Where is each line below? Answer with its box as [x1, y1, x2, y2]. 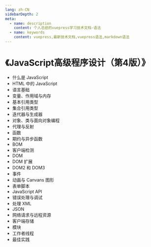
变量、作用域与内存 [12, 93, 51, 99]
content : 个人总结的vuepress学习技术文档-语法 [14, 26, 101, 30]
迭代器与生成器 [12, 111, 43, 117]
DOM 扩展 [12, 158, 33, 165]
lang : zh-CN [5, 7, 29, 12]
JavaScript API [12, 189, 43, 194]
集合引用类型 [12, 105, 38, 111]
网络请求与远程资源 [12, 212, 51, 218]
